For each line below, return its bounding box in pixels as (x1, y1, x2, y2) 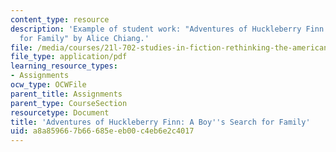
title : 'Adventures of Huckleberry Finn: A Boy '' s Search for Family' (10, 117, 311, 127)
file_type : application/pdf (10, 52, 128, 62)
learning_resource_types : (10, 61, 118, 71)
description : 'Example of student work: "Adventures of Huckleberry (10, 24, 302, 34)
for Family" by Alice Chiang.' (19, 33, 150, 43)
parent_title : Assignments (10, 89, 123, 99)
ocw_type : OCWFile (10, 80, 87, 90)
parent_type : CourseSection (10, 98, 128, 108)
